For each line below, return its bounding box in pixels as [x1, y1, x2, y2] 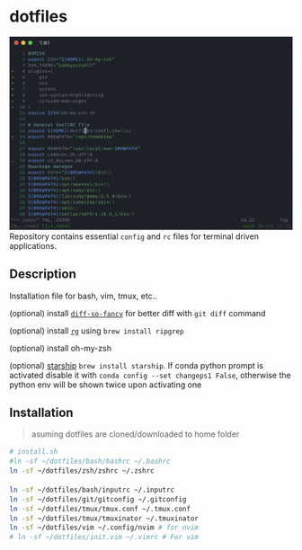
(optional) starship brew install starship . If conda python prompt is [9, 359, 263, 370]
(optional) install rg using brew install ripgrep [9, 325, 184, 336]
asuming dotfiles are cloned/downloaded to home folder [31, 429, 240, 439]
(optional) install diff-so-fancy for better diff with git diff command [9, 307, 266, 318]
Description [9, 267, 76, 282]
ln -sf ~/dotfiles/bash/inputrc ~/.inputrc [9, 485, 175, 494]
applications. [9, 240, 57, 251]
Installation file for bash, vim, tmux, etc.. [9, 290, 157, 301]
